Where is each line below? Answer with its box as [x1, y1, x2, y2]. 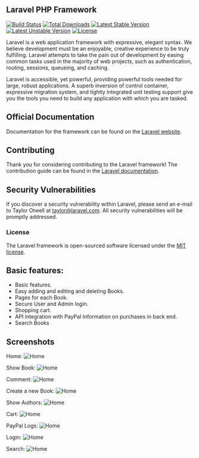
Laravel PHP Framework [6, 5, 97, 15]
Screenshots [6, 337, 55, 347]
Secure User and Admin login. [14, 300, 89, 307]
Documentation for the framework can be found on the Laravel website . [6, 128, 182, 135]
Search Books [14, 319, 49, 326]
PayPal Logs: [6, 422, 38, 429]
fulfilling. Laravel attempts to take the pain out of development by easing [6, 51, 184, 59]
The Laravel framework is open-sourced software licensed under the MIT [6, 242, 186, 249]
